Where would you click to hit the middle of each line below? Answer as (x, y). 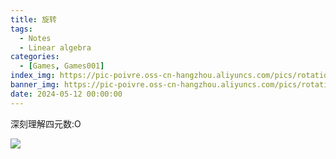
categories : (35, 57)
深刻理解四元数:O (46, 123)
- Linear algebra (55, 47)
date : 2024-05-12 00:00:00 (66, 94)
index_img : (33, 76)
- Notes (35, 38)
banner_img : (35, 85)
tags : (21, 29)
